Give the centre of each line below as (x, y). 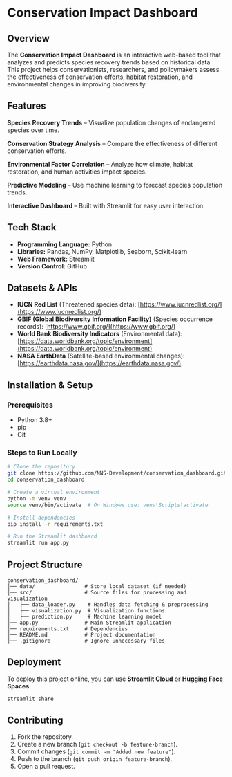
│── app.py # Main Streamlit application (89, 623)
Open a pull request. (46, 767)
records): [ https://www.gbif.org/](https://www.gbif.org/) (96, 327)
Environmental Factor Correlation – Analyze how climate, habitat (100, 164)
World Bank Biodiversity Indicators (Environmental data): (99, 334)
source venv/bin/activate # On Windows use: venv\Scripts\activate (108, 505)
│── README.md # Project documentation (81, 634)
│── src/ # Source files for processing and (97, 592)
